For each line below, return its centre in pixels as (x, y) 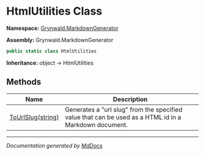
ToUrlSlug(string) (34, 117)
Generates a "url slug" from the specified (124, 109)
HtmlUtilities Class (54, 11)
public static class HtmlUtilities (52, 51)
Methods (24, 82)
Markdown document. (96, 124)
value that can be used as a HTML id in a (123, 117)
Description (130, 99)
